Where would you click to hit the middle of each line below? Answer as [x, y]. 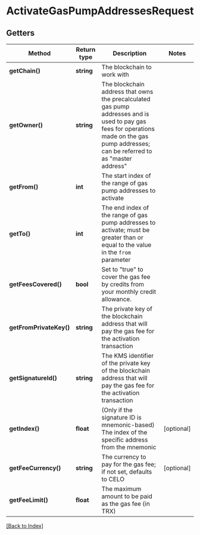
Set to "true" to [123, 269]
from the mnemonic [129, 447]
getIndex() [24, 428]
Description [130, 53]
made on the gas [125, 136]
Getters [21, 33]
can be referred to [127, 151]
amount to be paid [127, 496]
